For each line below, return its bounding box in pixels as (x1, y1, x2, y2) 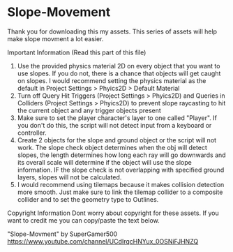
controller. (17, 128, 47, 137)
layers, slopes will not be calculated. (17, 172, 122, 181)
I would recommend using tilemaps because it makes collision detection (17, 180, 225, 188)
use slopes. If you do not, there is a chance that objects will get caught (17, 69, 221, 77)
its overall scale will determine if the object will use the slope (17, 158, 192, 166)
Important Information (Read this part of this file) (7, 48, 146, 57)
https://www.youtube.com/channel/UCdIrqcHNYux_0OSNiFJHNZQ (7, 237, 199, 245)
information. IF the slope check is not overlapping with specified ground (17, 165, 225, 174)
